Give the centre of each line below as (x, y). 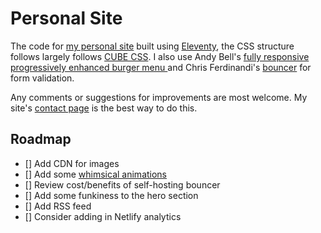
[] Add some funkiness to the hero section (111, 195)
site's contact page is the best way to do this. (104, 108)
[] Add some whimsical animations (96, 174)
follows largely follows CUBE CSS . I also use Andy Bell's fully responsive (160, 56)
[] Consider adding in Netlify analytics (103, 216)
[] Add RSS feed (58, 206)
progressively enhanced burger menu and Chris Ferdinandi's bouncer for (161, 67)
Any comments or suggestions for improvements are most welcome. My (159, 97)
